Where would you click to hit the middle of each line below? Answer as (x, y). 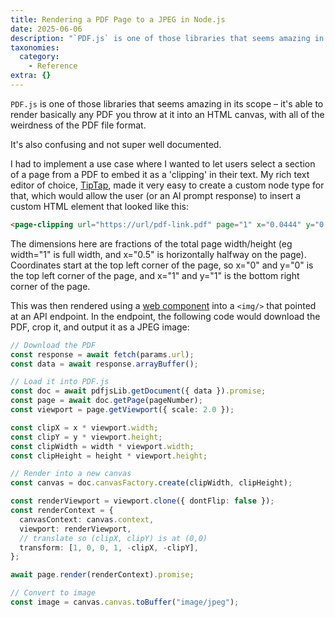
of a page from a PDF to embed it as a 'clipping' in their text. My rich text (160, 174)
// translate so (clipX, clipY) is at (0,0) (113, 538)
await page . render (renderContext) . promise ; (102, 575)
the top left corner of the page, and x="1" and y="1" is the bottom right (155, 275)
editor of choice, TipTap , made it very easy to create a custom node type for (167, 185)
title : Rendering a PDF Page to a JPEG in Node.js (118, 19)
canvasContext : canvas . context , (87, 519)
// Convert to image (53, 593)
